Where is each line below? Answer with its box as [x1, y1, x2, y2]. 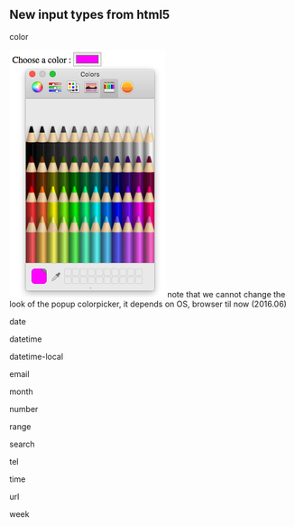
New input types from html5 [9, 7, 171, 23]
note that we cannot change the [166, 288, 286, 299]
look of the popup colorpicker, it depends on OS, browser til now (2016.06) [9, 298, 287, 309]
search [9, 438, 35, 449]
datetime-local [9, 351, 64, 362]
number [9, 403, 39, 414]
